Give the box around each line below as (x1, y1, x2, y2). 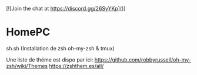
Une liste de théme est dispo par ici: (6, 56, 94, 63)
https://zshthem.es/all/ (49, 62, 104, 69)
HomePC (6, 26, 51, 39)
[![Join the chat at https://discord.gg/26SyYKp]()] (6, 5, 126, 12)
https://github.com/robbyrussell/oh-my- (94, 56, 191, 63)
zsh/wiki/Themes (6, 62, 48, 69)
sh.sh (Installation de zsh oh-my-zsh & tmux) (6, 45, 115, 52)
